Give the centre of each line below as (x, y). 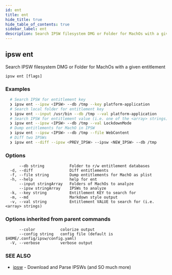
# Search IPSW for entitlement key (48, 100)
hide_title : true (24, 19)
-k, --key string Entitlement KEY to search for (73, 193)
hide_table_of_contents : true (38, 24)
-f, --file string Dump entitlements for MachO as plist (81, 175)
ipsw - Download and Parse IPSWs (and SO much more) (72, 267)
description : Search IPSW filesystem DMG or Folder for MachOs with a (82, 34)
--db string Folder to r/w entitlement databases (84, 166)
